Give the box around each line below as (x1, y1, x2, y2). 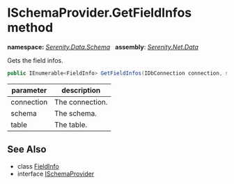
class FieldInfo (17, 162, 59, 170)
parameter (11, 85, 47, 95)
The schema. (54, 108, 97, 118)
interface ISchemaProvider (17, 169, 95, 178)
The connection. (54, 97, 108, 107)
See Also (7, 144, 47, 155)
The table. (54, 120, 88, 130)
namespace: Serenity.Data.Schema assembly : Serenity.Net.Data (7, 43, 198, 51)
